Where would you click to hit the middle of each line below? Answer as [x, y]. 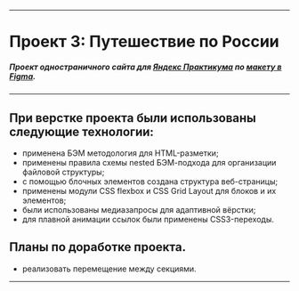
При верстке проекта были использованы [133, 118]
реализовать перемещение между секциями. [109, 269]
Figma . [23, 76]
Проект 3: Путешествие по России [145, 42]
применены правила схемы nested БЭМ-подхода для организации [149, 162]
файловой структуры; [63, 172]
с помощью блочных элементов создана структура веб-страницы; [150, 181]
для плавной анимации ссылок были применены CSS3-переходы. [148, 219]
